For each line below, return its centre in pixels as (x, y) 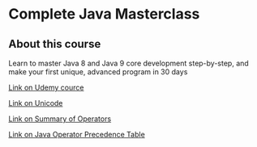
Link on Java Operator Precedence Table (77, 134)
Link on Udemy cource (46, 87)
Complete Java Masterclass (104, 14)
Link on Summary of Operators (60, 119)
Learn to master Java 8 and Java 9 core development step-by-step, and (128, 63)
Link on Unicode (36, 103)
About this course (55, 44)
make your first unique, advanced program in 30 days (98, 72)
